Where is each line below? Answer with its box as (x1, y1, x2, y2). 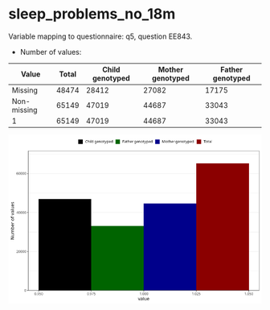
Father (220, 65, 243, 75)
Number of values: (19, 47, 82, 56)
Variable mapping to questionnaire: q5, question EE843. (8, 31, 193, 41)
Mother (157, 65, 183, 75)
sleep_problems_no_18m (8, 5, 176, 23)
